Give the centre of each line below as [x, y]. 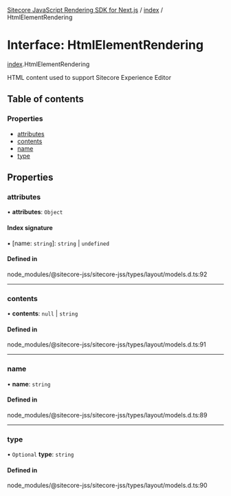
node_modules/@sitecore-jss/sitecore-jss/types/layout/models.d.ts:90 [107, 486]
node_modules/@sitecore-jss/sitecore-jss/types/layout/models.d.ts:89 [107, 415]
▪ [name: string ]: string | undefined [58, 243]
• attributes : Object [35, 212]
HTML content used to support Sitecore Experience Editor [89, 77]
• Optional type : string [41, 455]
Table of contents [45, 99]
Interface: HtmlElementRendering [106, 45]
